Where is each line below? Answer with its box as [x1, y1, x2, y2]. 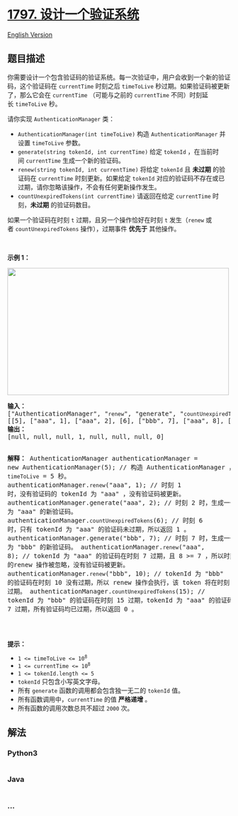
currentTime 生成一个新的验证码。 [25, 156, 125, 164]
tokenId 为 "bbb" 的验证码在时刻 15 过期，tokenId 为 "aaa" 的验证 [7, 596, 228, 604]
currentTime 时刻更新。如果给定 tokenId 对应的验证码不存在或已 [38, 174, 225, 182]
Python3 [7, 749, 38, 759]
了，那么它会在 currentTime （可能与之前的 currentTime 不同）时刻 [7, 90, 203, 99]
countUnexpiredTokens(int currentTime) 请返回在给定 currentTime [17, 191, 211, 200]
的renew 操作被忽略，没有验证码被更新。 [7, 561, 130, 569]
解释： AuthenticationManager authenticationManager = [7, 454, 198, 462]
